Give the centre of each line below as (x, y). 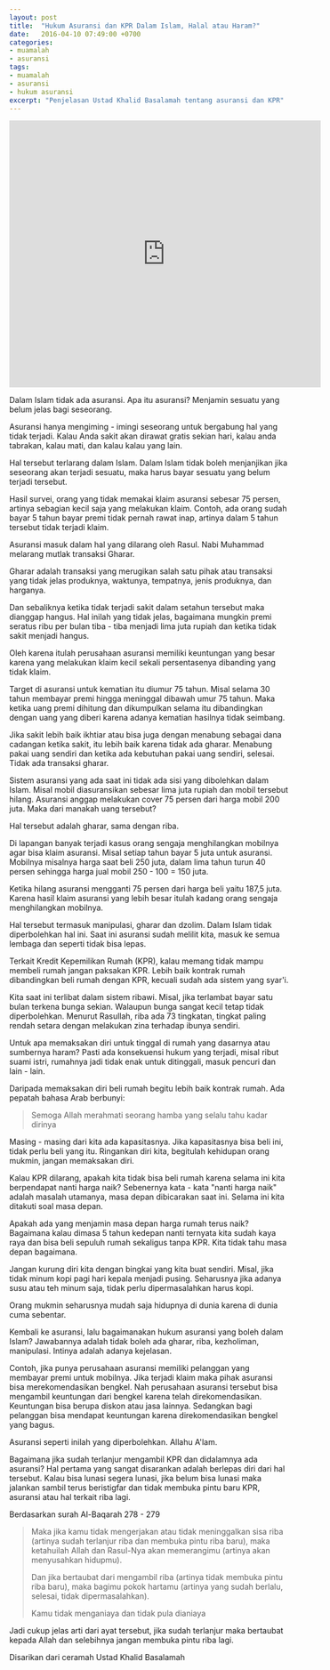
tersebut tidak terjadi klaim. (59, 528)
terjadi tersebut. (39, 482)
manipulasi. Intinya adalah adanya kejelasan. (90, 1351)
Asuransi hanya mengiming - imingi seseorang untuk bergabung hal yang (144, 427)
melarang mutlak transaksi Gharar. (72, 554)
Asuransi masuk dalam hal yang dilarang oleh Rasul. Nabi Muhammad (137, 545)
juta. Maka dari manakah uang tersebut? (83, 809)
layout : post (33, 17)
